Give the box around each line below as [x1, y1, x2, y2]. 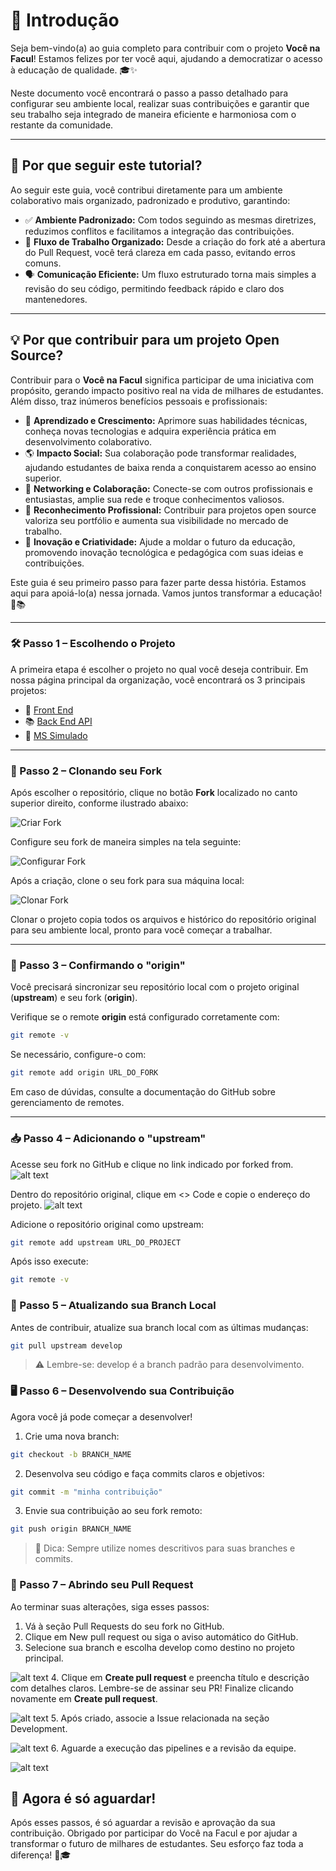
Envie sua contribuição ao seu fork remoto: [24, 1505, 203, 1517]
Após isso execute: [10, 1255, 89, 1268]
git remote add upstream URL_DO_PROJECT [10, 1237, 182, 1248]
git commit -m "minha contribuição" [10, 1487, 163, 1497]
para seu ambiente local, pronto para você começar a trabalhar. [10, 924, 273, 936]
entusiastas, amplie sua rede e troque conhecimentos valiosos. [24, 493, 285, 505]
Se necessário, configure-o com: [10, 1049, 147, 1061]
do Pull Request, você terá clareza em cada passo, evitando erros [24, 246, 296, 258]
